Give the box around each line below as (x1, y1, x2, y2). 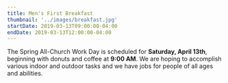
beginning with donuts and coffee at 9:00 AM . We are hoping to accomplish (7, 55, 222, 63)
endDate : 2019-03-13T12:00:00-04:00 (7, 29, 112, 36)
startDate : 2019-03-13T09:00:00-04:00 (7, 22, 118, 29)
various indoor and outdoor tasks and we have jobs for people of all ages (7, 62, 214, 70)
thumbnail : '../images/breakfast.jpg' (7, 16, 118, 23)
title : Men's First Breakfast (7, 10, 94, 17)
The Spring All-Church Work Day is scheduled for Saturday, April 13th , (7, 48, 207, 56)
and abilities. (7, 69, 43, 78)
